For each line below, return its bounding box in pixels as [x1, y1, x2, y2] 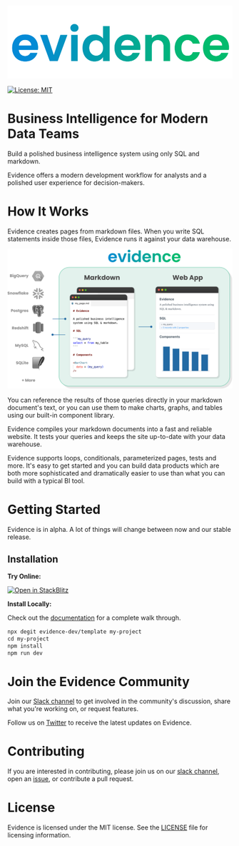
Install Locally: [7, 600, 52, 608]
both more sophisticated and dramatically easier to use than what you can [7, 468, 225, 477]
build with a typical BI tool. [7, 476, 86, 485]
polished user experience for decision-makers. [7, 178, 145, 187]
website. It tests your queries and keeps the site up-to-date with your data [7, 432, 226, 440]
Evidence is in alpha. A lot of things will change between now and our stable [7, 525, 232, 533]
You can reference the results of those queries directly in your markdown [7, 396, 223, 404]
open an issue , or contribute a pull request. [7, 775, 134, 783]
